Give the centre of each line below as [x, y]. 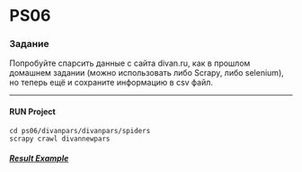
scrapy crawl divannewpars [60, 139]
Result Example [39, 158]
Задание [29, 44]
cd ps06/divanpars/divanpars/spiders [80, 131]
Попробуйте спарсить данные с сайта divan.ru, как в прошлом [130, 63]
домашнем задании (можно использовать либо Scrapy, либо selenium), [147, 73]
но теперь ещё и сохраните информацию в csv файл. [111, 83]
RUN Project [32, 112]
